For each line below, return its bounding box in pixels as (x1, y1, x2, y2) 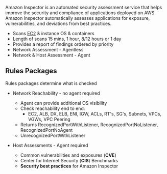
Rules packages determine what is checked (5, 80, 97, 86)
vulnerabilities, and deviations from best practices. (5, 20, 112, 26)
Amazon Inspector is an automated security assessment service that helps (5, 5, 162, 10)
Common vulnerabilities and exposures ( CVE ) (20, 152, 116, 158)
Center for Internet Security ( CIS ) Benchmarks (20, 157, 118, 163)
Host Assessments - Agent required (12, 142, 88, 148)
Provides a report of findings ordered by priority (12, 41, 114, 47)
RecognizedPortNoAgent (20, 127, 73, 133)
